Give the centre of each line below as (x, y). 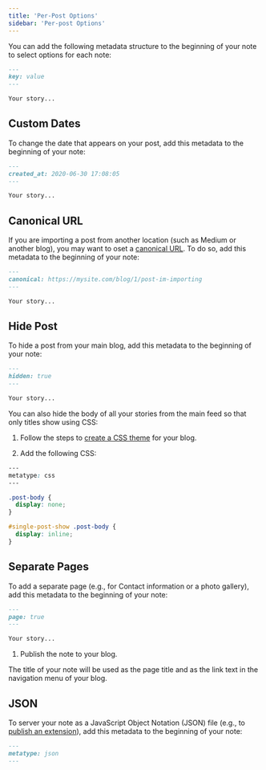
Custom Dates (44, 124)
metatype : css (32, 475)
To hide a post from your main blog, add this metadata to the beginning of (130, 345)
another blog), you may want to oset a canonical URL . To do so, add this (127, 249)
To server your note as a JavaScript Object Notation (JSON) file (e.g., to (127, 723)
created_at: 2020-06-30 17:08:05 (64, 173)
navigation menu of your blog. (58, 678)
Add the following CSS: (58, 453)
